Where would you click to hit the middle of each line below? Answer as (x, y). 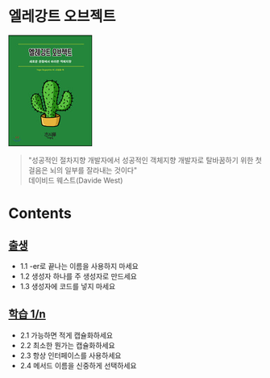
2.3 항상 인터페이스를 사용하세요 (71, 355)
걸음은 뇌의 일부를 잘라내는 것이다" (83, 170)
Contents (40, 214)
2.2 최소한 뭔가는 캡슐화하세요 (67, 345)
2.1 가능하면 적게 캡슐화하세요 (66, 335)
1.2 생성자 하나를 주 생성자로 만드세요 (78, 276)
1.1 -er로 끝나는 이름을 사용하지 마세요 (79, 266)
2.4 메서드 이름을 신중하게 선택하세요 (78, 365)
